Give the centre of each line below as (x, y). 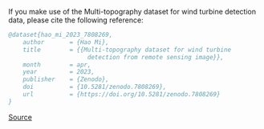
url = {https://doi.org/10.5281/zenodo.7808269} (122, 95)
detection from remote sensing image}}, (156, 57)
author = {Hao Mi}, (66, 42)
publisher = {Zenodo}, (66, 79)
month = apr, (57, 64)
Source (20, 117)
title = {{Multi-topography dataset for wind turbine (127, 50)
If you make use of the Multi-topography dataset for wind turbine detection (132, 12)
